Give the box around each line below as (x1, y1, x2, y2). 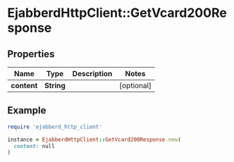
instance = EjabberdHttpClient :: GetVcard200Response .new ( (7, 136, 181, 143)
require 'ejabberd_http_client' (7, 123, 102, 130)
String (44, 81, 66, 90)
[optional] (119, 81, 152, 90)
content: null (13, 142, 55, 149)
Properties (7, 48, 55, 60)
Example (7, 104, 47, 117)
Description (72, 69, 113, 78)
